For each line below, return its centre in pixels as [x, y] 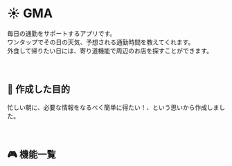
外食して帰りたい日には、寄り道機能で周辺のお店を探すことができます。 [110, 50]
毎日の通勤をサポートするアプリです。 [62, 33]
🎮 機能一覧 [32, 155]
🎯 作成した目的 [39, 90]
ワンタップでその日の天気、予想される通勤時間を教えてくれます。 [101, 42]
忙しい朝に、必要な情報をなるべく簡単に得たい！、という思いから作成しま [113, 107]
